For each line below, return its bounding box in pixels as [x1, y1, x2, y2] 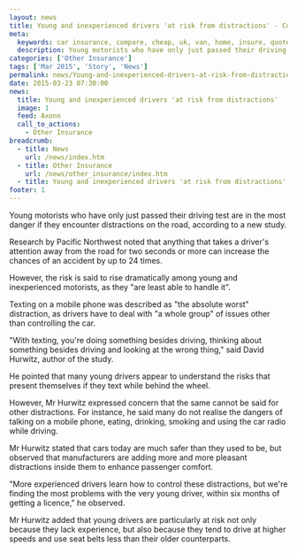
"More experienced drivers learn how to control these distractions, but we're [9, 479, 288, 489]
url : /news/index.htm [25, 152, 104, 162]
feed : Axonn [17, 111, 62, 120]
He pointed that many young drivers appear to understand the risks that [9, 371, 271, 381]
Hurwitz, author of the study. [9, 354, 114, 364]
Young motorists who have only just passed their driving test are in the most [9, 210, 286, 220]
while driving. [9, 426, 59, 436]
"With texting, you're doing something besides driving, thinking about [9, 335, 263, 345]
